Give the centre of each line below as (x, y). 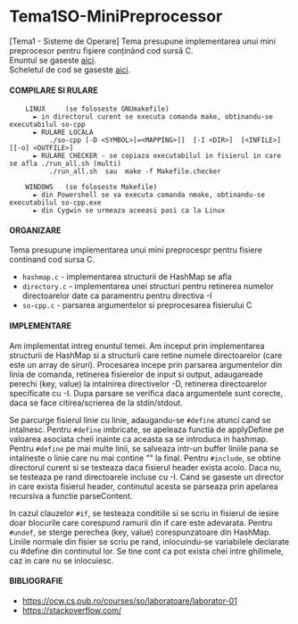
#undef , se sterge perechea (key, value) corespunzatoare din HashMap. (141, 532)
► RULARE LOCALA (63, 133)
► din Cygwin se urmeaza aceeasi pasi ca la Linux (129, 211)
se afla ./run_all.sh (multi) (66, 164)
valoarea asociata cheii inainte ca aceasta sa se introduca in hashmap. (139, 438)
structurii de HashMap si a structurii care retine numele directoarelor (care (146, 355)
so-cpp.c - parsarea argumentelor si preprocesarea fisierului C (137, 305)
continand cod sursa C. (52, 260)
